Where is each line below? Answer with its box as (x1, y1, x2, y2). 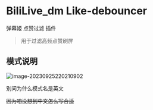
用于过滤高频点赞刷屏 (20, 37, 73, 44)
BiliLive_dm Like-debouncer (6, 4, 148, 18)
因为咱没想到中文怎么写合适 (6, 97, 74, 105)
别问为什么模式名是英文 (6, 84, 64, 92)
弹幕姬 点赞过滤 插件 (6, 24, 57, 32)
